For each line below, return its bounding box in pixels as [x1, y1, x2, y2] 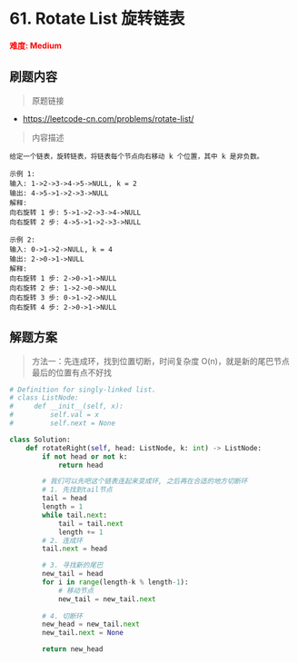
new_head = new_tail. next [42, 619, 141, 629]
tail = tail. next [57, 519, 124, 528]
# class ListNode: [9, 393, 79, 402]
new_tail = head [42, 569, 104, 579]
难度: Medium [9, 40, 62, 51]
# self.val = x [9, 411, 100, 420]
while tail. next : [42, 510, 107, 520]
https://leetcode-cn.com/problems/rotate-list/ [22, 113, 194, 124]
